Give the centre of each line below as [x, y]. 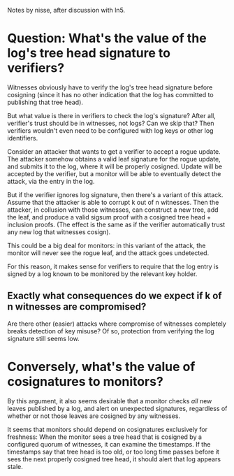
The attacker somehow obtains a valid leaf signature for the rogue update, [114, 159]
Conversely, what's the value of [101, 367]
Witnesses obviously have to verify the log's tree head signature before [110, 87]
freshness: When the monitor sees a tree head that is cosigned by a [105, 437]
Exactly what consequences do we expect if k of [115, 296]
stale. [15, 466]
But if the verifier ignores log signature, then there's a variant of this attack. [115, 194]
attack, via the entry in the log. [51, 181]
